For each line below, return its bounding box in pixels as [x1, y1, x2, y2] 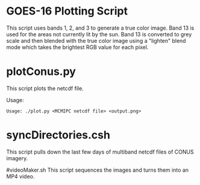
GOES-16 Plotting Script [6, 4, 128, 18]
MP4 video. [6, 172, 35, 180]
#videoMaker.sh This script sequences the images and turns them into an [6, 166, 189, 174]
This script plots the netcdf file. [6, 85, 84, 92]
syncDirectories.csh [6, 128, 110, 142]
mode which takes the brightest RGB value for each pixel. [6, 44, 149, 51]
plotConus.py [6, 65, 77, 79]
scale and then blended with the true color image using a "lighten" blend [6, 37, 186, 44]
